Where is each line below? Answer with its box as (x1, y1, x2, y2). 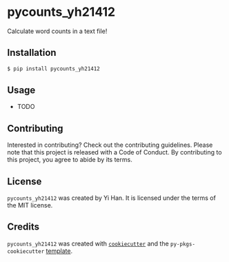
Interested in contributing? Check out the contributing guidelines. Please (7, 141, 213, 149)
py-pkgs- (170, 241, 195, 248)
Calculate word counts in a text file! (7, 27, 108, 35)
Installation (7, 47, 57, 59)
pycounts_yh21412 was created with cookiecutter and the (7, 239, 169, 248)
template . (46, 246, 73, 255)
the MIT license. (7, 201, 53, 210)
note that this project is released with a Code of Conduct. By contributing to (7, 148, 222, 157)
